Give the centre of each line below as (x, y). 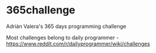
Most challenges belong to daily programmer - (62, 37)
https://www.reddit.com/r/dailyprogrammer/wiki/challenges (78, 44)
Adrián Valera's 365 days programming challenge (66, 26)
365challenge (41, 10)
